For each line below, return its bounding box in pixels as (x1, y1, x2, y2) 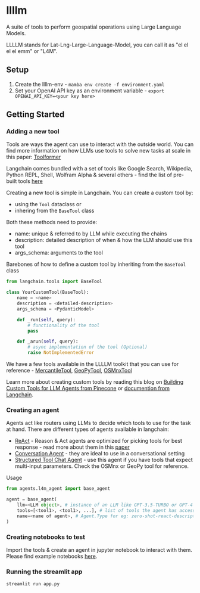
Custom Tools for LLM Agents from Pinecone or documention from (6, 385, 170, 392)
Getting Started (6, 110, 65, 120)
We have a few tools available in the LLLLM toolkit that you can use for (6, 361, 179, 368)
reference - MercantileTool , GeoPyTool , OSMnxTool (6, 367, 132, 374)
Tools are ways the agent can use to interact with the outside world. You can (6, 141, 194, 148)
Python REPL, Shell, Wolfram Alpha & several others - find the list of (6, 171, 173, 179)
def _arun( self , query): (17, 339, 79, 344)
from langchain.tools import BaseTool (6, 278, 102, 285)
